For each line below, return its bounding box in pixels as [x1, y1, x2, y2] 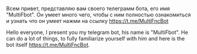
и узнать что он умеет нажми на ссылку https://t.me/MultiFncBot [6, 18, 169, 24]
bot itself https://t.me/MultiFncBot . [6, 41, 90, 48]
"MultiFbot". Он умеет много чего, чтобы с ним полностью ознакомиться [6, 11, 191, 18]
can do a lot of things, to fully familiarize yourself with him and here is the [6, 35, 185, 42]
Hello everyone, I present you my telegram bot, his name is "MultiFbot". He [6, 29, 188, 36]
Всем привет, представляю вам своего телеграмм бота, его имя [6, 5, 170, 12]
